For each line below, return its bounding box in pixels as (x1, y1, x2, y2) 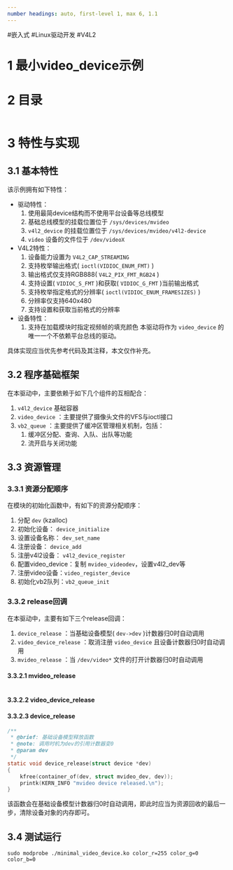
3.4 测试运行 (7, 831, 62, 843)
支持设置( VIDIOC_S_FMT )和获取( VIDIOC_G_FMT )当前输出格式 (27, 278, 199, 287)
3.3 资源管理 (7, 461, 62, 473)
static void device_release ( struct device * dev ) (7, 760, 152, 767)
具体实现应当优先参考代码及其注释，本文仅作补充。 (7, 346, 155, 355)
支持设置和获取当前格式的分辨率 (27, 305, 120, 313)
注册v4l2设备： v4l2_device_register (17, 551, 126, 559)
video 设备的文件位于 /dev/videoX (27, 235, 125, 243)
